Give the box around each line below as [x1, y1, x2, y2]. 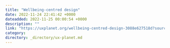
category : [5, 30, 26, 35]
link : [5, 26, 17, 31]
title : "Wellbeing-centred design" [5, 7, 80, 12]
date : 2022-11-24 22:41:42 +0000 [5, 12, 76, 17]
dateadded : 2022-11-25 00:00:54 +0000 [5, 16, 87, 21]
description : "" [5, 21, 39, 26]
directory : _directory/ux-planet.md [5, 35, 82, 40]
